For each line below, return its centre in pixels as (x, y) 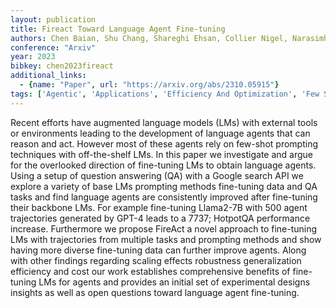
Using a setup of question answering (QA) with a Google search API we (157, 175)
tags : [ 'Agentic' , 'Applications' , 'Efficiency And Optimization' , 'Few (165, 94)
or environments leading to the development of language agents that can (160, 133)
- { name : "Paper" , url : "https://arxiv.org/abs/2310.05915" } (149, 85)
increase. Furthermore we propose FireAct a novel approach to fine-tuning (164, 228)
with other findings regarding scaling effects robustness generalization (156, 260)
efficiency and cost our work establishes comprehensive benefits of (150, 271)
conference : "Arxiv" (53, 47)
